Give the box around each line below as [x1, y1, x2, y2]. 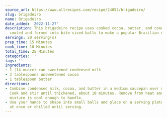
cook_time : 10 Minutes [5, 44, 52, 49]
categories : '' [5, 53, 37, 59]
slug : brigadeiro [5, 12, 41, 17]
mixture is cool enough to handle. [9, 95, 83, 100]
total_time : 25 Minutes [5, 49, 55, 54]
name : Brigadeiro [5, 16, 41, 21]
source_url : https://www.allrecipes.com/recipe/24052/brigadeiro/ [5, 7, 146, 12]
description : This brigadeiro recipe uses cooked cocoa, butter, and [5, 26, 153, 31]
